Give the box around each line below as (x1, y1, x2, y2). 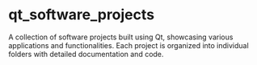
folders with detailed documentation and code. (8, 49, 164, 59)
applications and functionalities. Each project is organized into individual (8, 40, 249, 50)
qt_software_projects (8, 6, 155, 24)
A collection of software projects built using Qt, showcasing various (8, 32, 234, 42)
